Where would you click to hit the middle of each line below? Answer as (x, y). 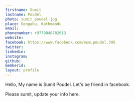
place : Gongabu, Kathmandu (33, 24)
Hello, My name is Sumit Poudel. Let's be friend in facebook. (68, 84)
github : (13, 61)
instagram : (17, 56)
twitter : (14, 47)
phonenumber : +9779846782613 (36, 33)
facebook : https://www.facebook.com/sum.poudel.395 (60, 42)
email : (12, 28)
